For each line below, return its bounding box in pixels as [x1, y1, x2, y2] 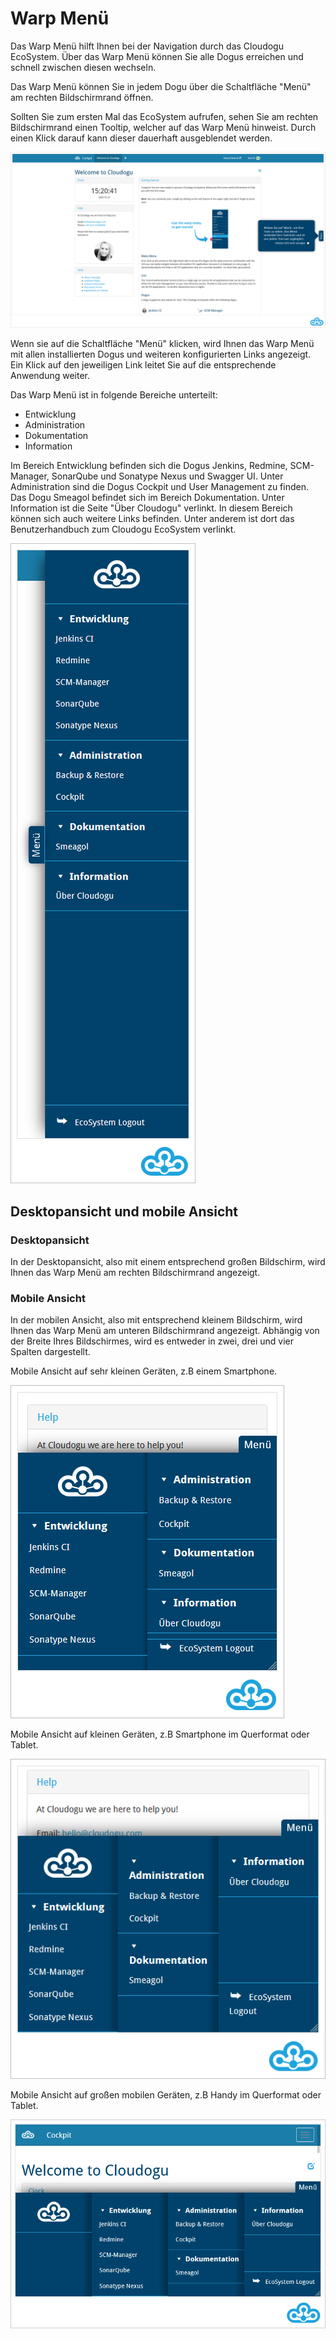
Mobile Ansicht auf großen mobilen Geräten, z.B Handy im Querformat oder [10, 2089, 322, 2101]
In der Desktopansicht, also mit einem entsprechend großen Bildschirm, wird [10, 1256, 326, 1268]
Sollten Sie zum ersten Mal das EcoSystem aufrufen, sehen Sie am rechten [10, 110, 319, 122]
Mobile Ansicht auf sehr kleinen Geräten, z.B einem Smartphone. [10, 1365, 278, 1377]
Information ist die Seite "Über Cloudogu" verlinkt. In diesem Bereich [10, 502, 293, 514]
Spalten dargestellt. [10, 1346, 91, 1358]
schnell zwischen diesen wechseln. [10, 61, 157, 73]
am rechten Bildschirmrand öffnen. [10, 91, 154, 103]
